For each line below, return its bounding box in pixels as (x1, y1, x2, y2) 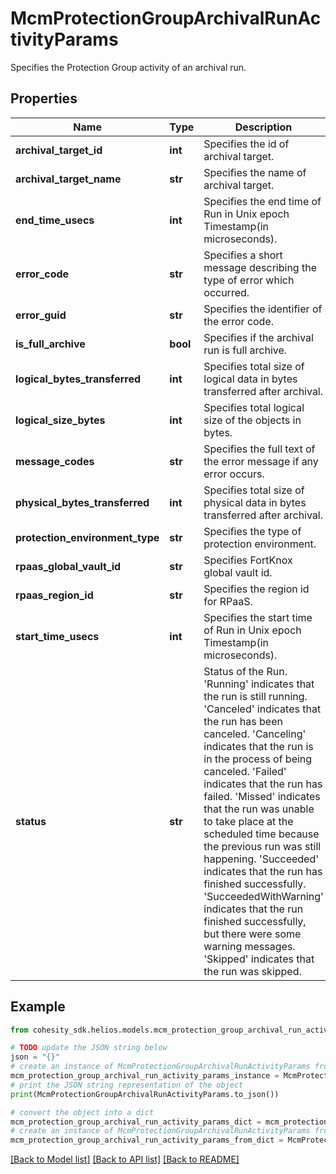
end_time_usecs (15, 213, 95, 227)
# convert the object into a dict (10, 1107, 155, 1117)
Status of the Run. (203, 664, 288, 678)
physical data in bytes (203, 495, 307, 509)
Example (10, 998, 66, 1016)
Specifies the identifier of (203, 302, 323, 316)
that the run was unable (203, 802, 315, 816)
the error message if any (203, 454, 319, 468)
